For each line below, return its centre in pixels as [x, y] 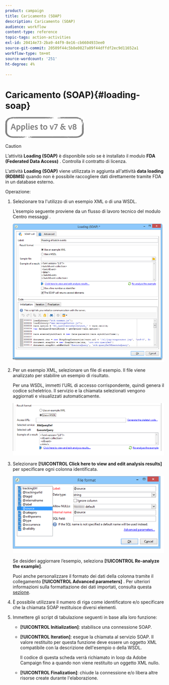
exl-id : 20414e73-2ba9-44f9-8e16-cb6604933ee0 [55, 43]
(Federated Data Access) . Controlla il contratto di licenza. [66, 162]
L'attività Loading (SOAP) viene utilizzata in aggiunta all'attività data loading [84, 171]
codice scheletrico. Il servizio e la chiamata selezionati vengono [79, 391]
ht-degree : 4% [20, 64]
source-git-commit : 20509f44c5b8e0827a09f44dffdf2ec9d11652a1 [72, 48]
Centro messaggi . [32, 217]
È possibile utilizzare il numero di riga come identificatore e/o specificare [88, 602]
